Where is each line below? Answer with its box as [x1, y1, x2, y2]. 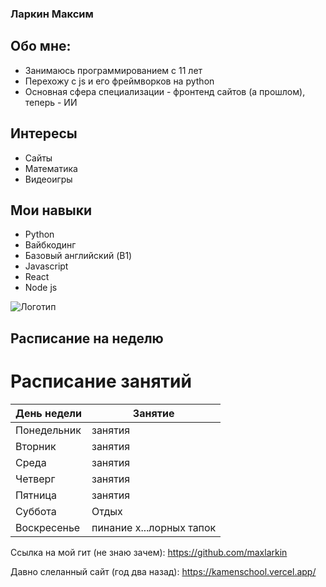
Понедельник [15, 423, 82, 437]
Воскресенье [15, 520, 81, 534]
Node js [24, 282, 58, 294]
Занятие [132, 406, 175, 420]
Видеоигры [24, 173, 73, 185]
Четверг [15, 472, 56, 486]
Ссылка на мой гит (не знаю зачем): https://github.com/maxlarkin [10, 546, 288, 558]
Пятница [15, 488, 57, 502]
